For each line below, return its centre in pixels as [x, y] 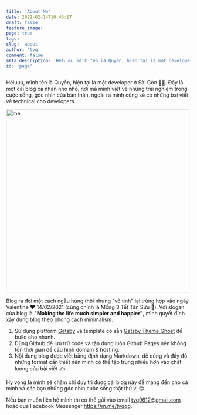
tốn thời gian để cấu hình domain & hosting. [67, 350]
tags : [13, 39]
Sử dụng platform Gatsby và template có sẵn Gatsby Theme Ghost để [98, 331]
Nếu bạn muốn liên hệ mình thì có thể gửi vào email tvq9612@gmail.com [93, 400]
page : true [19, 33]
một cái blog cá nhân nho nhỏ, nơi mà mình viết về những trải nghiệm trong [97, 89]
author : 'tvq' [23, 50]
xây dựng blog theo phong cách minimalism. [60, 319]
